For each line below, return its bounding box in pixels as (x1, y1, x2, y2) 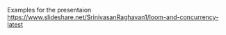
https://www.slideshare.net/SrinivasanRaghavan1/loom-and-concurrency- (7, 13, 219, 21)
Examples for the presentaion (7, 6, 92, 14)
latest (7, 21, 23, 28)
